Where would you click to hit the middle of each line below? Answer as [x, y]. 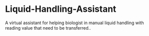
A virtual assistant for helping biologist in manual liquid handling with [74, 23]
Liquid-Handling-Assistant [61, 9]
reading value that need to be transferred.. [48, 28]
